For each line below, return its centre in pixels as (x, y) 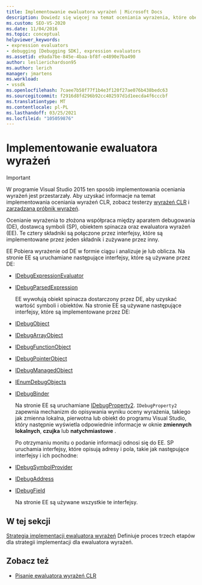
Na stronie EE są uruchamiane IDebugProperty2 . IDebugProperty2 (96, 405)
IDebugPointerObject (41, 359)
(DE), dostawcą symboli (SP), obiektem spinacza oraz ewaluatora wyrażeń (99, 227)
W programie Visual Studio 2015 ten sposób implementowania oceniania (96, 189)
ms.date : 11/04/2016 (32, 29)
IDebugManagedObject (44, 370)
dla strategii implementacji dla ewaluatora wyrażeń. (70, 542)
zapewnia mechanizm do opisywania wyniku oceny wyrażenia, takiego (103, 412)
